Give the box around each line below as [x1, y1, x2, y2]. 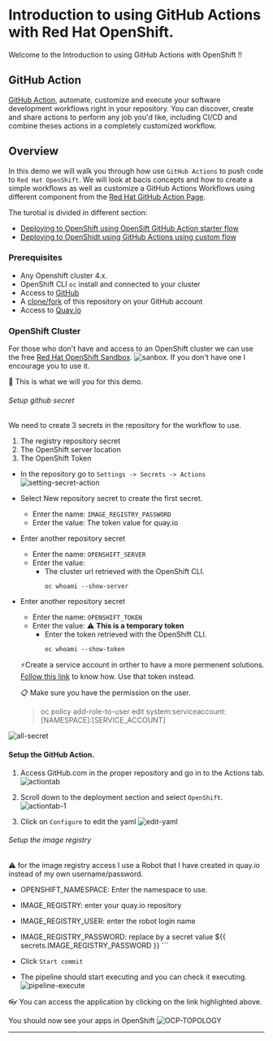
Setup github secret [8, 395, 75, 405]
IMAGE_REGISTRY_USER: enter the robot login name [19, 916, 197, 926]
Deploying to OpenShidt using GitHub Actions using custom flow [19, 231, 237, 241]
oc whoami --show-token [44, 646, 125, 654]
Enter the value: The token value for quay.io [32, 518, 179, 528]
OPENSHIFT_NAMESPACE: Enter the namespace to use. [19, 884, 208, 894]
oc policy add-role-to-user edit [40, 706, 145, 716]
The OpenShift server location [19, 445, 122, 455]
